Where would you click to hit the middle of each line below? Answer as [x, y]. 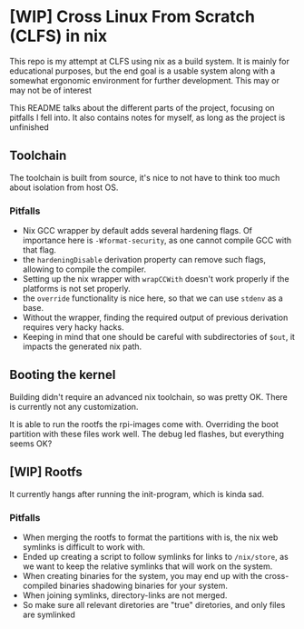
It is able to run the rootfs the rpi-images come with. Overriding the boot [144, 424]
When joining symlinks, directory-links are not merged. [125, 595]
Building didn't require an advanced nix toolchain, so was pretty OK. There [149, 396]
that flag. [39, 250]
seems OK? [31, 444]
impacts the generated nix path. [82, 346]
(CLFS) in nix [58, 36]
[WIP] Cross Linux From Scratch [132, 17]
